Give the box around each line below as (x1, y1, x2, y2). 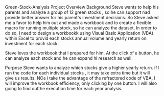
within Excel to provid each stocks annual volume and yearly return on (5, 35, 147, 41)
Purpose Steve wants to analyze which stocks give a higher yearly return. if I (5, 65, 160, 71)
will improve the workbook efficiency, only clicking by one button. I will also (5, 80, 157, 86)
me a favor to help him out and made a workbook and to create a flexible (5, 20, 152, 25)
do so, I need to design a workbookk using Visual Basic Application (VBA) (5, 30, 154, 36)
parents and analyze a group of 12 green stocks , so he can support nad (5, 9, 150, 15)
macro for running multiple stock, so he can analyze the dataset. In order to (5, 25, 157, 31)
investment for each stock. (5, 41, 59, 46)
